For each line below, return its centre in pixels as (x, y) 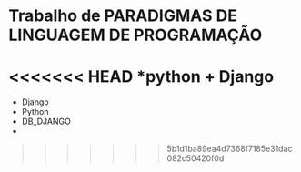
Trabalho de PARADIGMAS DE (123, 16)
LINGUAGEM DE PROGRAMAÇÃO (135, 35)
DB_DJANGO (46, 121)
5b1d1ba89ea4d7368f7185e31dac (230, 149)
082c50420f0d (196, 158)
